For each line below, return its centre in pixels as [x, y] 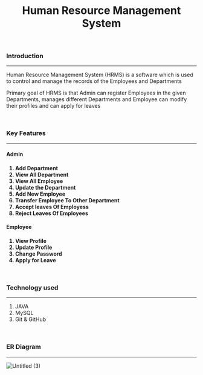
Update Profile [34, 247]
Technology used [32, 287]
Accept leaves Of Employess [52, 207]
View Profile [31, 241]
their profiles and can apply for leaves [53, 106]
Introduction [25, 56]
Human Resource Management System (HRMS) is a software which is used [100, 75]
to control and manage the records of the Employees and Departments [94, 81]
